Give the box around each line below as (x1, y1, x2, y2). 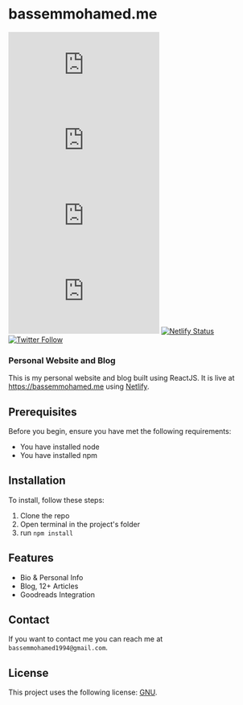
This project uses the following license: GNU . (8, 687, 158, 697)
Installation (8, 474, 66, 488)
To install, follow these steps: (8, 495, 105, 505)
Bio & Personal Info (19, 572, 84, 582)
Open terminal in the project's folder (19, 519, 141, 529)
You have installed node (19, 442, 100, 451)
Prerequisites (8, 405, 77, 418)
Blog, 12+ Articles (19, 581, 79, 591)
